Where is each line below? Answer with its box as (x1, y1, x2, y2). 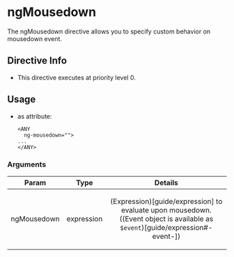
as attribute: (17, 112, 52, 120)
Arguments (7, 159, 47, 169)
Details (154, 178, 179, 187)
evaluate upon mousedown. (120, 205, 212, 215)
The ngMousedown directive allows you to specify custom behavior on (7, 27, 211, 36)
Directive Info (7, 55, 68, 67)
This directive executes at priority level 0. (17, 73, 136, 81)
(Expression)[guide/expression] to (110, 196, 223, 206)
